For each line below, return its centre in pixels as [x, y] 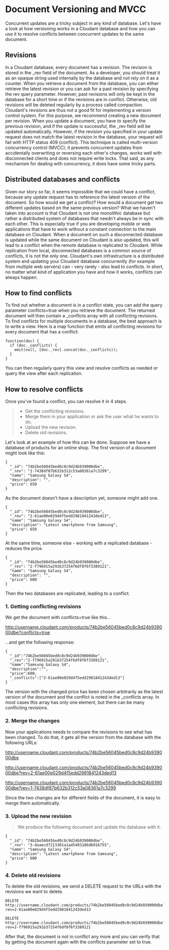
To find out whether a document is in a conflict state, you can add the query [84, 305]
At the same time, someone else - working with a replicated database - [79, 543]
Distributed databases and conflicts [63, 180]
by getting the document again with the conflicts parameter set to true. [78, 942]
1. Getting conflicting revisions [43, 606]
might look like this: [25, 453]
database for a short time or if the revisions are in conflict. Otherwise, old [81, 99]
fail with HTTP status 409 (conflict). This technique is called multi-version [82, 142]
